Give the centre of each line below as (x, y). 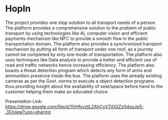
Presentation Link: (24, 101)
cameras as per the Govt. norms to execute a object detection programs (80, 81)
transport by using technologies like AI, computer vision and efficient (76, 33)
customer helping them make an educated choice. (57, 91)
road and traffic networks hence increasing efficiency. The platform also (80, 65)
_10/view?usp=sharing (28, 112)
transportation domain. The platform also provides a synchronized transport (83, 43)
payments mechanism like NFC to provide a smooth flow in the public (77, 38)
